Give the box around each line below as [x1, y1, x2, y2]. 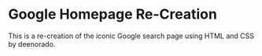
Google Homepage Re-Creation [8, 5, 218, 23]
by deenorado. [8, 39, 56, 48]
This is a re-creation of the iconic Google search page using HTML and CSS [8, 31, 254, 40]
